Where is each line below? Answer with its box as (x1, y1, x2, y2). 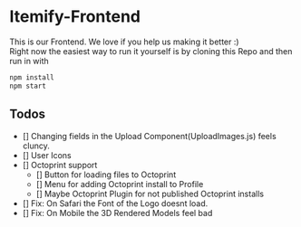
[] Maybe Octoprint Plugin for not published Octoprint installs (35, 188, 265, 199)
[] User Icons (22, 149, 72, 160)
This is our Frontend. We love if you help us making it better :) (9, 36, 239, 47)
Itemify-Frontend (9, 6, 141, 27)
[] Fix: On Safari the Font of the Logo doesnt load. (22, 197, 209, 209)
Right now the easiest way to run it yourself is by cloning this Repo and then (9, 45, 293, 56)
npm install (9, 72, 54, 82)
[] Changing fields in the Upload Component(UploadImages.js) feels (22, 130, 277, 141)
